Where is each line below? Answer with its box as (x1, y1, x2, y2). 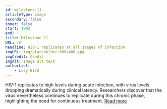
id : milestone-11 (5, 7, 42, 13)
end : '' (5, 31, 22, 36)
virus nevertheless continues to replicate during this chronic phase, (5, 92, 145, 98)
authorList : (5, 63, 30, 68)
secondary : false (5, 17, 42, 22)
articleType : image (5, 12, 46, 17)
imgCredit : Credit (5, 54, 44, 59)
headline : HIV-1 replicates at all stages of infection (5, 45, 125, 50)
